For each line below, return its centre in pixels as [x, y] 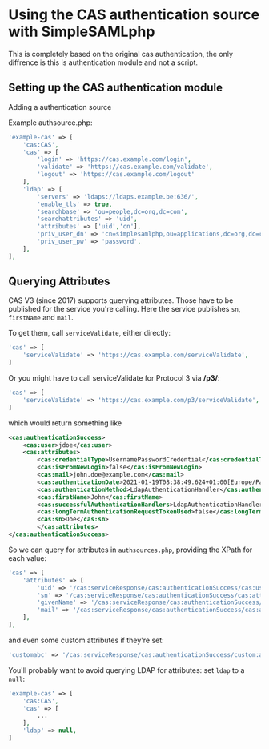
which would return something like [65, 423]
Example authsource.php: [50, 123]
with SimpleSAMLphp [82, 32]
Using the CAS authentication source [134, 15]
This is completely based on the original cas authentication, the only [121, 54]
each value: [27, 558]
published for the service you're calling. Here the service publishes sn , [124, 309]
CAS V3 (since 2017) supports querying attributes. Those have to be [121, 300]
